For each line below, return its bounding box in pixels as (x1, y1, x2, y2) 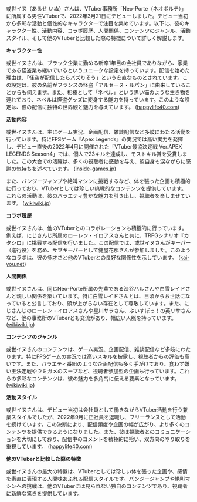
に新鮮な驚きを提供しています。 (6, 490, 83, 497)
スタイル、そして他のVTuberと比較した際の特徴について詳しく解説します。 (6, 35, 188, 41)
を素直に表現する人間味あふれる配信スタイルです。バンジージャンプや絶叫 (6, 475, 185, 482)
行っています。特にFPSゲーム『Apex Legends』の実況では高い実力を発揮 (6, 136, 184, 143)
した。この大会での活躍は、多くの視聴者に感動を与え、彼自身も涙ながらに (6, 158, 186, 164)
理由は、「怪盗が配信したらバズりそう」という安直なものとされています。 (6, 74, 183, 81)
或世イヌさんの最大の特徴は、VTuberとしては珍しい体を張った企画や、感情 (6, 468, 188, 474)
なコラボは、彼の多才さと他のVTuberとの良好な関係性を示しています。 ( (6, 254, 181, 261)
